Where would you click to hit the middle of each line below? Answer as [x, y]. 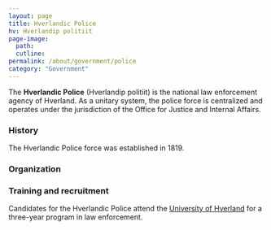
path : [25, 46]
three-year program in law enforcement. [76, 217]
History [24, 130]
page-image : [28, 39]
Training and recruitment [59, 190]
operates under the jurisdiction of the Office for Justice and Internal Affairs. [135, 109]
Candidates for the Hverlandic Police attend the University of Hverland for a [135, 209]
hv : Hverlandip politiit [50, 31]
